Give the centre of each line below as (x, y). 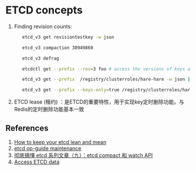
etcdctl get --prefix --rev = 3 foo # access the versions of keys (104, 69)
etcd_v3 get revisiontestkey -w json (68, 37)
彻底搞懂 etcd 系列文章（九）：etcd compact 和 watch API (83, 155)
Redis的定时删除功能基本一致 (49, 110)
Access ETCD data (37, 162)
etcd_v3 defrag (40, 58)
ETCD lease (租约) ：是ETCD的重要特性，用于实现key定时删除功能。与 (99, 102)
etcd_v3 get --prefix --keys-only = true (71, 90)
